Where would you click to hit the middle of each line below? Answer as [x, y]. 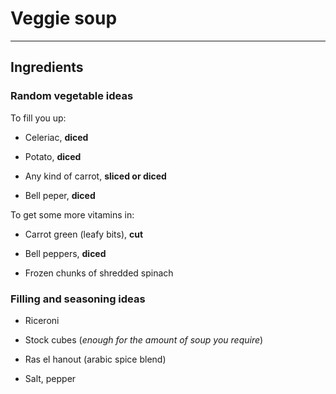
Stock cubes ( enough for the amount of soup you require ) [144, 339]
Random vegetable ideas [72, 96]
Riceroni [42, 320]
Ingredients [47, 67]
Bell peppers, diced [65, 253]
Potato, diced [53, 156]
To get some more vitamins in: [72, 214]
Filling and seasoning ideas [78, 299]
